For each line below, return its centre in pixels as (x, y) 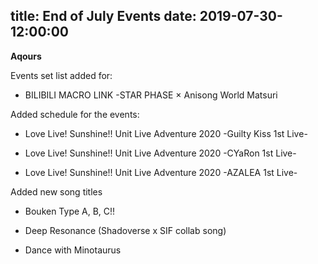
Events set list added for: (61, 75)
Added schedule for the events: (75, 114)
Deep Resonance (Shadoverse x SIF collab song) (125, 230)
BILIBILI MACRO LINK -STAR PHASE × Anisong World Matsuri (151, 95)
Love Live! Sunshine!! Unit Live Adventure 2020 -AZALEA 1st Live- (161, 172)
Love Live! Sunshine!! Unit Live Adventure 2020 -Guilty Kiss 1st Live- (166, 133)
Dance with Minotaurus (73, 250)
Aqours (26, 56)
